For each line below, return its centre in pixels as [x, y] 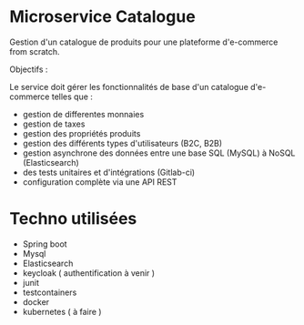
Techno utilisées [73, 219]
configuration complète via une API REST [100, 182]
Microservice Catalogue [102, 17]
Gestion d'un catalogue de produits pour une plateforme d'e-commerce [144, 42]
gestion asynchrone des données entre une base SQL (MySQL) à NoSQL [159, 153]
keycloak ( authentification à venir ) [89, 273]
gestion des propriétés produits [81, 133]
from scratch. [35, 51]
